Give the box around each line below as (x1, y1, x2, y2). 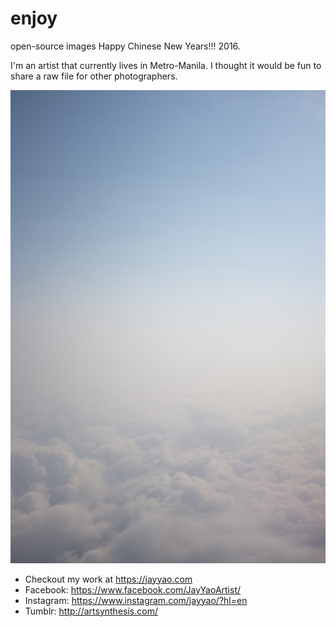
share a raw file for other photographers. (10, 70, 178, 82)
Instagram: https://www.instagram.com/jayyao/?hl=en (24, 594, 248, 606)
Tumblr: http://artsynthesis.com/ (24, 605, 158, 617)
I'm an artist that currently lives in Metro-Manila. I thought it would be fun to (10, 59, 322, 71)
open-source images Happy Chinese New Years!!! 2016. (10, 40, 241, 52)
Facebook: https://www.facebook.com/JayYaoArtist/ (24, 583, 242, 596)
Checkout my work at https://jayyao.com (24, 573, 193, 585)
